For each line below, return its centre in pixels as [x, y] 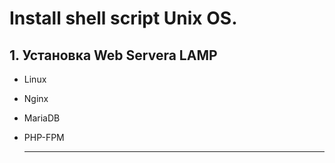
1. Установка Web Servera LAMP [113, 55]
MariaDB [42, 118]
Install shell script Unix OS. [123, 18]
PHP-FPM [44, 137]
